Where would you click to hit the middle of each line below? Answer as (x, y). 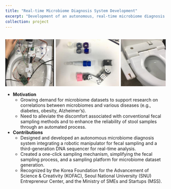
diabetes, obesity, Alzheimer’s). (53, 111)
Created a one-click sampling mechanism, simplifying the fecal (86, 154)
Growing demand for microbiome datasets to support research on (89, 100)
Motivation (24, 94)
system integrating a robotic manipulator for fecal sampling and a (89, 144)
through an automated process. (53, 127)
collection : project (27, 21)
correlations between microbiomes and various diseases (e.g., (85, 105)
